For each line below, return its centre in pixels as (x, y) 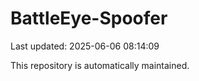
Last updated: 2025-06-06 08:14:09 (85, 46)
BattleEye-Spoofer (89, 18)
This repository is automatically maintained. (100, 65)
